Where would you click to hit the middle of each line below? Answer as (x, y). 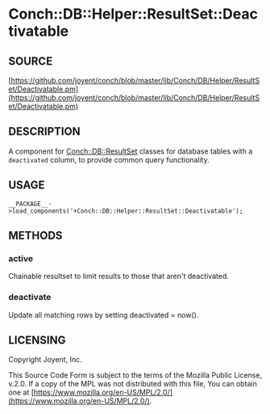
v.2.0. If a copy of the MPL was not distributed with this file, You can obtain (133, 384)
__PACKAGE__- (30, 204)
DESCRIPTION (44, 131)
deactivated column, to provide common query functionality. (109, 159)
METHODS (35, 236)
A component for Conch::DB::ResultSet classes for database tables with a (131, 151)
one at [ (21, 392)
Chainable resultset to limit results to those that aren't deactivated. (119, 277)
